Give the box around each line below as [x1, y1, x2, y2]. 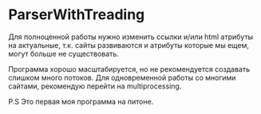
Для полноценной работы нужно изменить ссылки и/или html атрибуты [8, 32, 254, 41]
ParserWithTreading [8, 6, 145, 24]
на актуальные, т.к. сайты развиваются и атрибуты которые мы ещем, [8, 40, 250, 49]
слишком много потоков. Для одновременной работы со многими [8, 73, 236, 82]
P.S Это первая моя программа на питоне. [8, 96, 154, 106]
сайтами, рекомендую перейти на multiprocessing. [8, 81, 182, 91]
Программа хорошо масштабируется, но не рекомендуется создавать [8, 64, 250, 73]
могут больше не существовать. [8, 49, 120, 58]
